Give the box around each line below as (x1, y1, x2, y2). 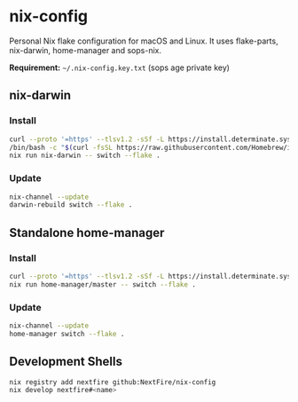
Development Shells (9, 354, 122, 369)
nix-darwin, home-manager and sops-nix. (9, 44, 162, 55)
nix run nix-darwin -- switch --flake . (9, 151, 161, 161)
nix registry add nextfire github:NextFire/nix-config (9, 377, 216, 387)
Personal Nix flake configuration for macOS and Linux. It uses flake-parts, (9, 35, 278, 46)
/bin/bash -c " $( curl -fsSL (9, 143, 114, 152)
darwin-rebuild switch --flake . (9, 201, 133, 209)
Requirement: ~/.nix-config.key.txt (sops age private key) (9, 62, 231, 73)
